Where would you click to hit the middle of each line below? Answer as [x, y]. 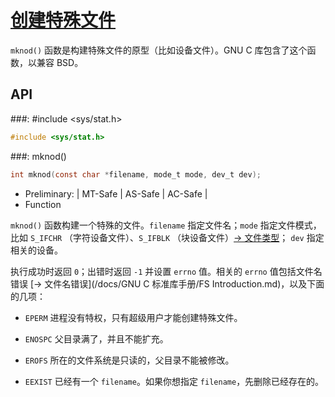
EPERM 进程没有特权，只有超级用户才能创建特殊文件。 [133, 317]
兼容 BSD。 [60, 62]
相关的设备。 [36, 250]
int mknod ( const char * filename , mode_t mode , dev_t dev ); [136, 174]
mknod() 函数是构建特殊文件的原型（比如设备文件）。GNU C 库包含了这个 [159, 50]
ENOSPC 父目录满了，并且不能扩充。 [96, 338]
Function [43, 204]
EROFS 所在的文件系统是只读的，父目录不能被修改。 [129, 360]
